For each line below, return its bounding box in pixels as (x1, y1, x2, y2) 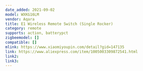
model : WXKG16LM (5, 12, 39, 17)
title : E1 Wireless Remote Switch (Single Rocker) (5, 21, 113, 26)
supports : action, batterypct (5, 30, 69, 35)
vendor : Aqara (5, 16, 35, 21)
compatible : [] (5, 40, 37, 45)
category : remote (5, 26, 42, 31)
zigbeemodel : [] (5, 35, 39, 40)
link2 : (5, 53, 19, 59)
